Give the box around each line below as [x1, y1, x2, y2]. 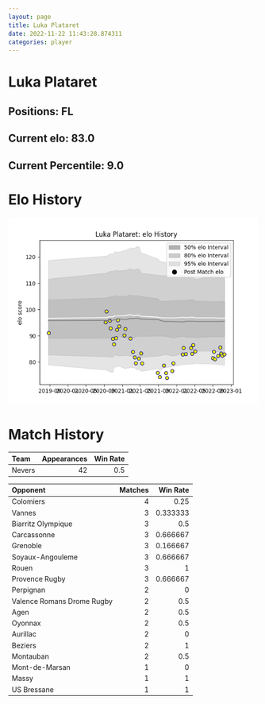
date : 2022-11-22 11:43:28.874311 [8, 29, 123, 37]
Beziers [11, 640, 37, 650]
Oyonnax [11, 618, 41, 628]
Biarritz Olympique [11, 519, 73, 528]
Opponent [11, 485, 46, 495]
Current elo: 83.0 [8, 132, 95, 145]
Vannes [11, 508, 36, 517]
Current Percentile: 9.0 [8, 159, 125, 172]
